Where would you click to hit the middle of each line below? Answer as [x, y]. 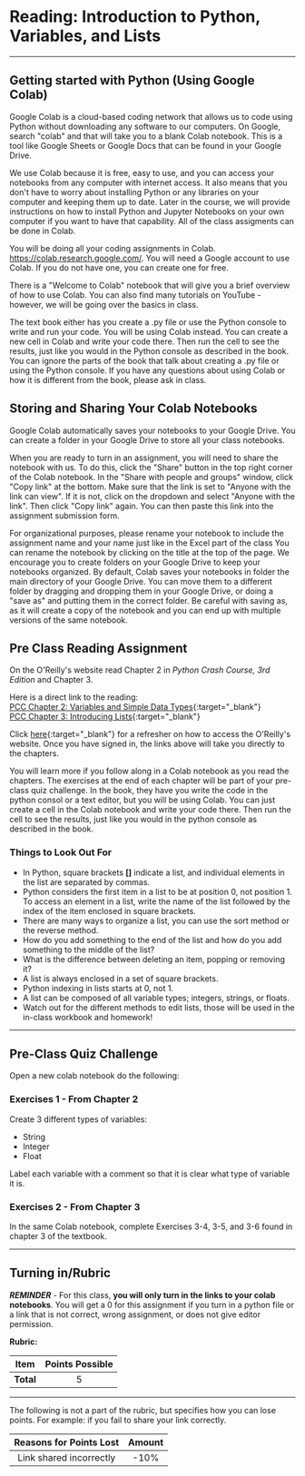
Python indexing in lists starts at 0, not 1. [98, 988]
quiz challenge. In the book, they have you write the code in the [149, 791]
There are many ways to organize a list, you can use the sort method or [156, 920]
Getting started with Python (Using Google [133, 80]
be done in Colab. [43, 231]
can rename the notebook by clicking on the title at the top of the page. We [150, 552]
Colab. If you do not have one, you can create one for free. [119, 267]
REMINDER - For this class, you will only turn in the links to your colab [143, 1294]
